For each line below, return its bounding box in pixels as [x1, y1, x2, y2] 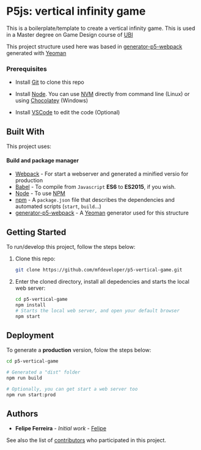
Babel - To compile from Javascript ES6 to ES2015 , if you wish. [15, 183, 176, 191]
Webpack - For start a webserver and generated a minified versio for [15, 170, 189, 178]
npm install [15, 301, 46, 308]
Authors [6, 408, 38, 419]
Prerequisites [6, 64, 47, 73]
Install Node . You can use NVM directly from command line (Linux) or [15, 90, 190, 98]
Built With [6, 127, 45, 137]
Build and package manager [6, 157, 79, 164]
